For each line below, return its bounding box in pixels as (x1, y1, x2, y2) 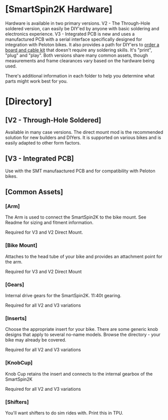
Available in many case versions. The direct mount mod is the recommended (5, 129, 163, 135)
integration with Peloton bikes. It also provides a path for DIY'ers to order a (5, 41, 159, 47)
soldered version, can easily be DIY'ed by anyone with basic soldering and (5, 25, 159, 31)
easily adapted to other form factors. (5, 139, 81, 146)
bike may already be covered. (5, 337, 67, 343)
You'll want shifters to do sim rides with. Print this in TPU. (5, 409, 123, 416)
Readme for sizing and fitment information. (5, 220, 94, 226)
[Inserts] (5, 315, 27, 322)
